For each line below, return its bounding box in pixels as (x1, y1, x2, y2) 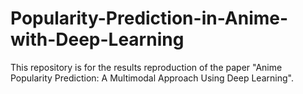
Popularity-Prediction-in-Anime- (10, 7, 289, 30)
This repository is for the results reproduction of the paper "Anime (10, 61, 283, 73)
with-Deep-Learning (10, 28, 185, 51)
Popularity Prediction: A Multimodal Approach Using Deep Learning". (10, 72, 294, 84)
